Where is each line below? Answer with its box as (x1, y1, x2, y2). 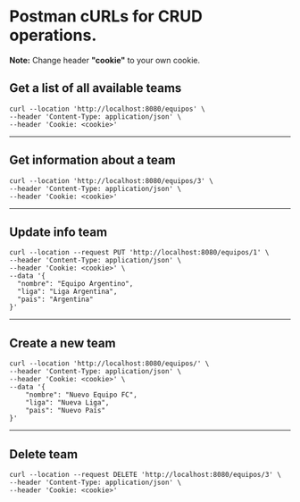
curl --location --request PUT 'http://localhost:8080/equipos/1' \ (9, 248, 270, 257)
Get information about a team (9, 153, 176, 168)
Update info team (9, 224, 108, 239)
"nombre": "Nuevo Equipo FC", (25, 390, 138, 399)
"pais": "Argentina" (17, 295, 94, 305)
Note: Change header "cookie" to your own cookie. (9, 54, 201, 65)
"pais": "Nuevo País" (25, 406, 105, 415)
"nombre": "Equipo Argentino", (17, 280, 134, 289)
